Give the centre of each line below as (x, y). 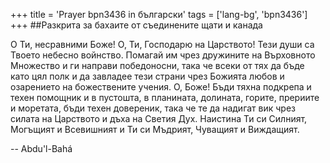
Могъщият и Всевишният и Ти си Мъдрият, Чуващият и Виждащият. (155, 129)
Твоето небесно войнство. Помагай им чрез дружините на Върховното (163, 55)
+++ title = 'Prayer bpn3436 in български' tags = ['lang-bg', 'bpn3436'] (159, 14)
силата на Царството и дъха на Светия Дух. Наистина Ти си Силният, (159, 118)
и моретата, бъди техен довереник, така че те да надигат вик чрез (153, 108)
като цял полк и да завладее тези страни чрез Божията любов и (147, 76)
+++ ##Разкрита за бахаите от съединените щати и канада (136, 25)
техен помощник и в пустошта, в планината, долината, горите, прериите (165, 97)
